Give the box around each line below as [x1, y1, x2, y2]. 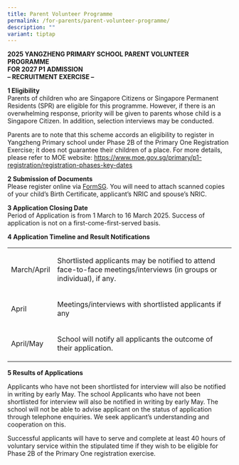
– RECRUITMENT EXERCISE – [7, 73, 95, 81]
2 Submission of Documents [7, 175, 93, 183]
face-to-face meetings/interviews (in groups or [56, 265, 218, 275]
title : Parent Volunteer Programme [7, 10, 113, 18]
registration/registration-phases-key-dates [7, 161, 133, 170]
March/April [11, 265, 51, 275]
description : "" [7, 24, 55, 31]
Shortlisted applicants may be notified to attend [56, 256, 216, 266]
